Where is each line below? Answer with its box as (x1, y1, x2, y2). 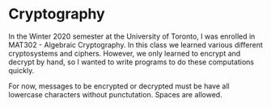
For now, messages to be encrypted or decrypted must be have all (8, 81, 230, 91)
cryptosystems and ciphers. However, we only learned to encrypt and (8, 48, 241, 58)
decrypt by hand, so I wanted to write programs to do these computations (8, 57, 255, 67)
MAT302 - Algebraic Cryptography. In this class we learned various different (8, 39, 263, 49)
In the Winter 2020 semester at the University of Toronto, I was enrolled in (8, 31, 256, 41)
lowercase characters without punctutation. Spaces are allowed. (8, 89, 222, 99)
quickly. (8, 65, 35, 75)
